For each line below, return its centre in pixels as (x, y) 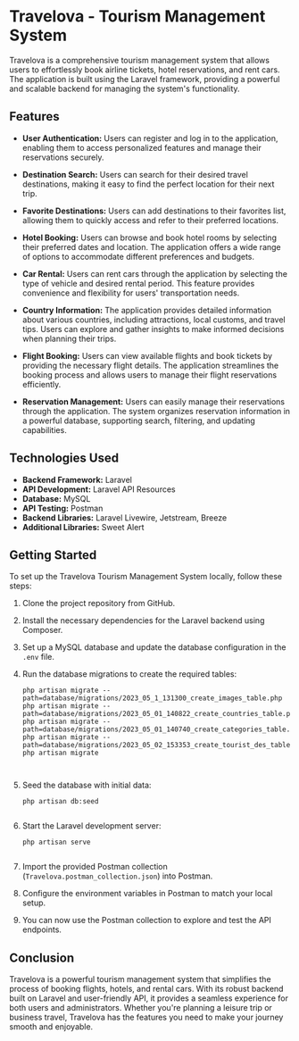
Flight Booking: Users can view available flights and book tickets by (147, 355)
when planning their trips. (69, 338)
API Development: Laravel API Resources (99, 489)
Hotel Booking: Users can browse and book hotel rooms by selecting (149, 237)
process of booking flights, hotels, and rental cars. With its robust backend (146, 989)
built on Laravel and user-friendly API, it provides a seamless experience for (149, 998)
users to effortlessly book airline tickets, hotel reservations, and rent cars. (145, 70)
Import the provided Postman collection (95, 867)
